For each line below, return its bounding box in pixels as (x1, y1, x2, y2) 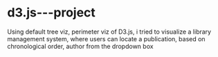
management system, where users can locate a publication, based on (7, 34, 206, 43)
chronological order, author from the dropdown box (7, 42, 154, 50)
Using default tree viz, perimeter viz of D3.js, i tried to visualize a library (7, 27, 212, 36)
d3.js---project (7, 5, 96, 21)
